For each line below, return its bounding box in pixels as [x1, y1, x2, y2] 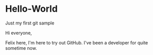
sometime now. [5, 45, 37, 51]
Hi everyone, [5, 30, 32, 36]
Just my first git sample [5, 20, 54, 26]
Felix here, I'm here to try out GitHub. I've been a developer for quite [5, 39, 148, 46]
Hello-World [5, 3, 58, 15]
